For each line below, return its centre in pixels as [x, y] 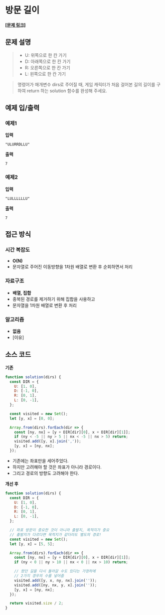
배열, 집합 [22, 293]
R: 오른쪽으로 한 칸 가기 [48, 67]
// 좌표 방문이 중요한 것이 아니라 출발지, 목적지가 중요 [60, 530]
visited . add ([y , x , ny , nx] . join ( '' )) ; [56, 580]
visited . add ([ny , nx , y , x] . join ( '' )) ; [56, 585]
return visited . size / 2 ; [37, 604]
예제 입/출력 [22, 108]
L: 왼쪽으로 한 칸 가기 [45, 74]
